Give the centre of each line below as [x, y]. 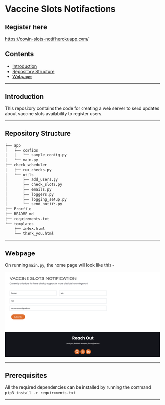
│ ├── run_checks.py [28, 170]
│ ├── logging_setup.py [36, 200]
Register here [26, 27]
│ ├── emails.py [28, 190]
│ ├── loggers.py [29, 195]
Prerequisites [26, 375]
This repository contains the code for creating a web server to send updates [82, 108]
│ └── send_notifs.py [34, 204]
